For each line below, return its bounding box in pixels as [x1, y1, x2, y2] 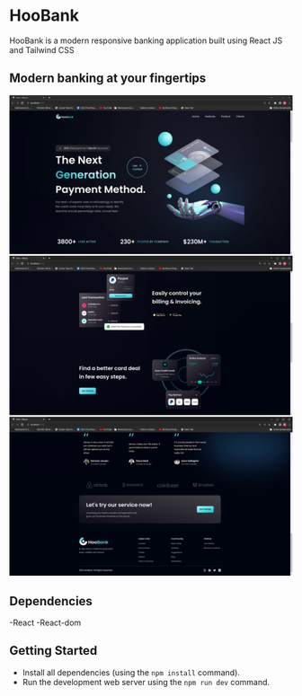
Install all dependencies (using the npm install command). [22, 666, 241, 678]
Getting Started [9, 643, 98, 658]
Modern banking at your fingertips [9, 71, 207, 86]
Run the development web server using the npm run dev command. [22, 676, 271, 687]
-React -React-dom [9, 617, 82, 629]
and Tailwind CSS [9, 44, 75, 55]
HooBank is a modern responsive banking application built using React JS [9, 35, 283, 46]
